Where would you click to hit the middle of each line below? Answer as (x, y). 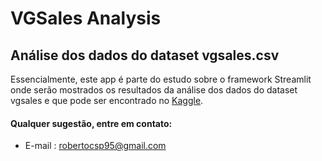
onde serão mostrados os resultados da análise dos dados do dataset (154, 90)
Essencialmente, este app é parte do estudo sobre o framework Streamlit (161, 79)
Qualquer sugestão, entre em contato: (91, 123)
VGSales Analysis (86, 18)
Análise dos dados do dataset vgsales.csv (145, 55)
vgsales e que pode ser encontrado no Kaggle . (107, 100)
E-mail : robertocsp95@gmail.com (95, 146)
